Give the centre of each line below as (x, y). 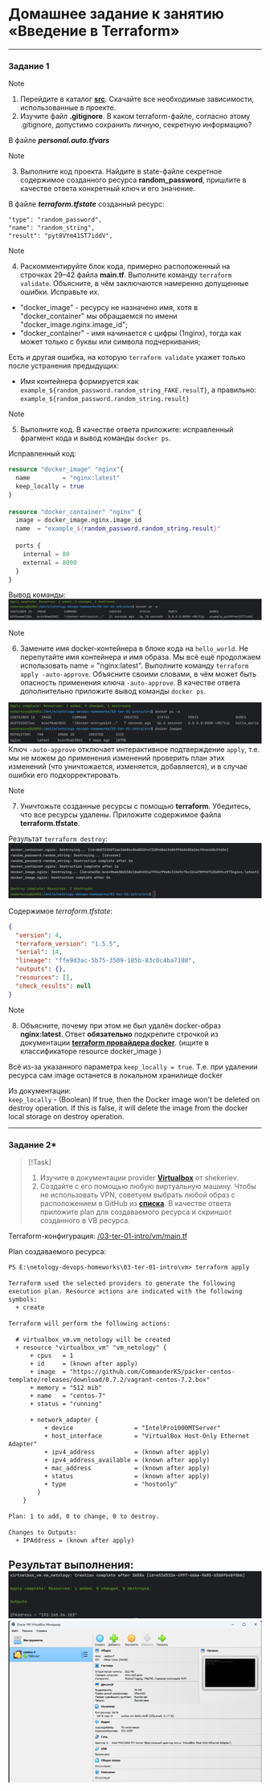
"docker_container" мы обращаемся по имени (99, 316)
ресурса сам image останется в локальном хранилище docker (116, 1075)
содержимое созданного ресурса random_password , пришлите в (133, 180)
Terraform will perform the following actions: (90, 1323)
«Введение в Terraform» (94, 31)
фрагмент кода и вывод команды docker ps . (95, 438)
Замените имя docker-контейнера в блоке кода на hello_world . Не (134, 648)
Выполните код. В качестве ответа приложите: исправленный (127, 430)
